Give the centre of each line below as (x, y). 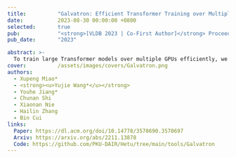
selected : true (39, 27)
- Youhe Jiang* (36, 92)
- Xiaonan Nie (34, 105)
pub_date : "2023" (42, 40)
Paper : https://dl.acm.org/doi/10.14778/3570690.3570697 (99, 131)
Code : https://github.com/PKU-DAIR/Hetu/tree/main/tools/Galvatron (114, 144)
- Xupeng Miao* (36, 79)
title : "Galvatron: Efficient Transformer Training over (106, 14)
